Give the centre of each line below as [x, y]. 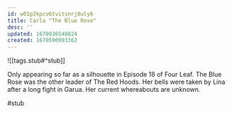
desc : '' [20, 27]
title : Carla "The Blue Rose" [52, 21]
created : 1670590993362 [43, 41]
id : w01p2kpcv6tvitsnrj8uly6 [50, 14]
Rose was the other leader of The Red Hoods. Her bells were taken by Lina [116, 82]
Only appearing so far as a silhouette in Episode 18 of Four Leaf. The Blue [115, 75]
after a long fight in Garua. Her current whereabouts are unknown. [104, 90]
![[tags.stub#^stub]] [36, 60]
